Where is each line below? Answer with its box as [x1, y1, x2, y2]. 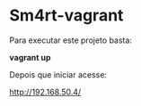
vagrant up [9, 52, 51, 62]
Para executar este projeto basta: [9, 35, 133, 45]
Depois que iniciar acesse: [9, 69, 108, 80]
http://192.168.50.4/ [9, 86, 82, 97]
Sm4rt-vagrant [9, 5, 124, 26]
